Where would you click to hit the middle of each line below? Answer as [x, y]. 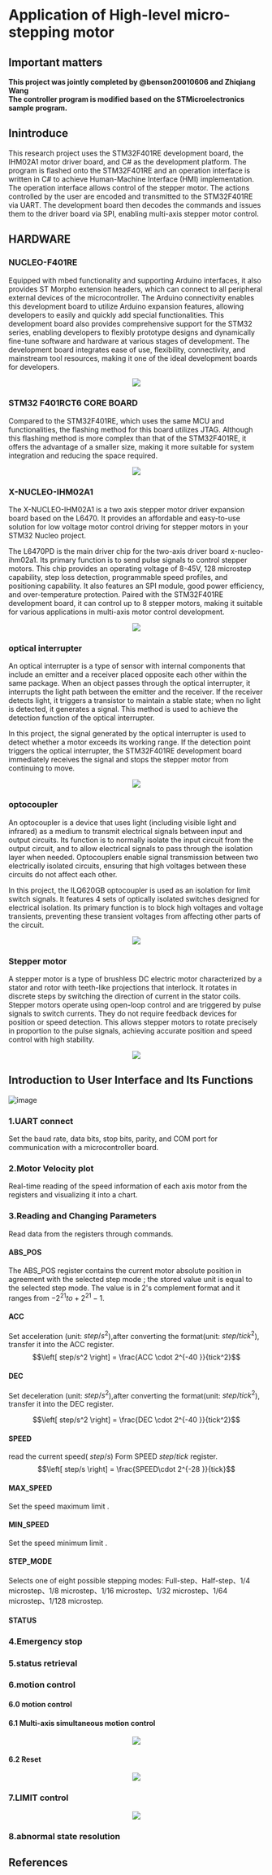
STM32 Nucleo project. [47, 536]
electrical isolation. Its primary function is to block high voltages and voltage [136, 907]
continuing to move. [42, 768]
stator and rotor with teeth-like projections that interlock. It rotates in [123, 987]
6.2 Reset [25, 1759]
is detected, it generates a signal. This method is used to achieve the [123, 709]
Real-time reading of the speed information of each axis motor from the [128, 1186]
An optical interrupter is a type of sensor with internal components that [127, 666]
